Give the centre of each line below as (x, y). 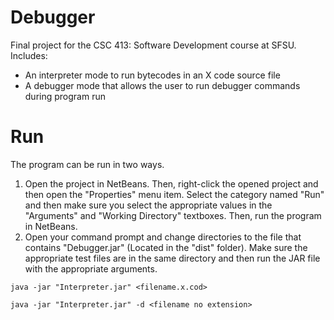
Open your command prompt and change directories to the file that (163, 237)
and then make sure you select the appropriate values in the (148, 205)
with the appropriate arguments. (91, 268)
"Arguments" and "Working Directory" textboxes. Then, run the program (173, 215)
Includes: (29, 55)
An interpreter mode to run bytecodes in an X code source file (152, 75)
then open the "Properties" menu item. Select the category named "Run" (174, 194)
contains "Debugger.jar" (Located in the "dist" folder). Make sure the (166, 247)
